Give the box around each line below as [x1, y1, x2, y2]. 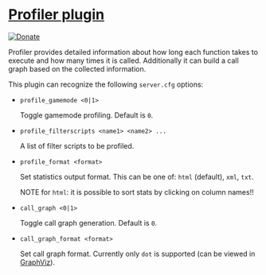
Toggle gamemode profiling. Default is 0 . [19, 110, 154, 120]
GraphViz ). [19, 257, 56, 267]
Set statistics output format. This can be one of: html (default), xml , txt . [19, 172, 254, 181]
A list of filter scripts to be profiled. [19, 141, 135, 150]
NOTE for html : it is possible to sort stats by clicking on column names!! [19, 187, 254, 196]
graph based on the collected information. [8, 64, 147, 73]
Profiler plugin [8, 6, 105, 24]
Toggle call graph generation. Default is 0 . [19, 218, 158, 227]
